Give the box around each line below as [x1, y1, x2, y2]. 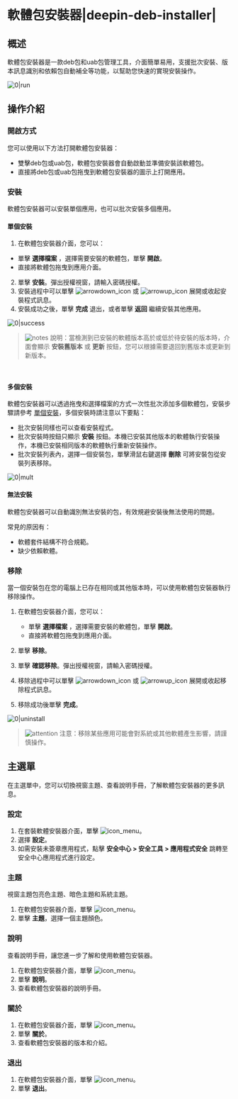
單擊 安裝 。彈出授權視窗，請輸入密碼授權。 [17, 278, 144, 286]
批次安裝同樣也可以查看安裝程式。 [17, 423, 118, 432]
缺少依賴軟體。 [17, 546, 62, 554]
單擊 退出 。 [17, 1084, 51, 1093]
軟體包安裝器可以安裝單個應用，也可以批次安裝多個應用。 [7, 204, 175, 213]
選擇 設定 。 [17, 835, 51, 844]
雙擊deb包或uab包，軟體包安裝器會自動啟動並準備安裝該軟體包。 [17, 158, 208, 167]
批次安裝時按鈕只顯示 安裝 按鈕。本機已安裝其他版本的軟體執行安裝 [17, 433, 214, 441]
